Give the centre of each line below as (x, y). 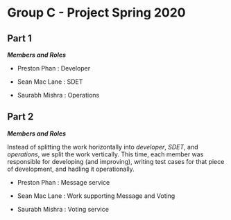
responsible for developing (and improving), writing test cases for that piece (116, 161)
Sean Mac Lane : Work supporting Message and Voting (96, 196)
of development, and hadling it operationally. (71, 169)
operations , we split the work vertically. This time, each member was (105, 154)
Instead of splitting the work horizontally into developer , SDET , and (103, 147)
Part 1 (20, 38)
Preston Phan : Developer (54, 68)
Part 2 (20, 117)
